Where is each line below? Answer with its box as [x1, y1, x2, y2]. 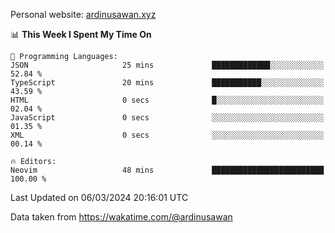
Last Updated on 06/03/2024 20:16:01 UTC [10, 192, 189, 203]
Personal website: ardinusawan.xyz [10, 9, 157, 20]
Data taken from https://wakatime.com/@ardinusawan [10, 211, 233, 223]
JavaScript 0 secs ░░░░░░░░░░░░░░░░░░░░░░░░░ [10, 113, 325, 123]
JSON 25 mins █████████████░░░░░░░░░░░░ [10, 60, 325, 70]
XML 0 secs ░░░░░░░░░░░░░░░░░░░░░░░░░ [10, 130, 325, 140]
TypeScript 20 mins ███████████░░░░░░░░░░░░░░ [10, 78, 325, 88]
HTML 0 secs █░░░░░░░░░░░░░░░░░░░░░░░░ [10, 95, 325, 105]
